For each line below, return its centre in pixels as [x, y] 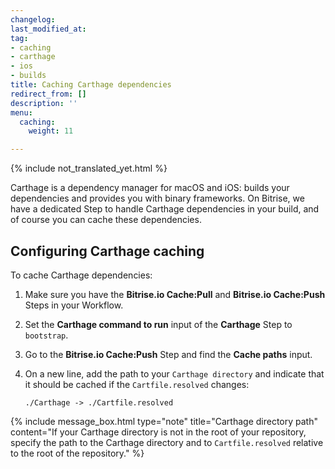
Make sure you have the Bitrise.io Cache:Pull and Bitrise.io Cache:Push [175, 294]
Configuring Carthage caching [107, 251]
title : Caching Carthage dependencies [91, 85]
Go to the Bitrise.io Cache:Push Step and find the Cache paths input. [168, 354]
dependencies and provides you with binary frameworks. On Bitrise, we [157, 198]
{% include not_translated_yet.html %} [89, 168]
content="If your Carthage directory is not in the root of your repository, [158, 432]
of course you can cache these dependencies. [106, 220]
